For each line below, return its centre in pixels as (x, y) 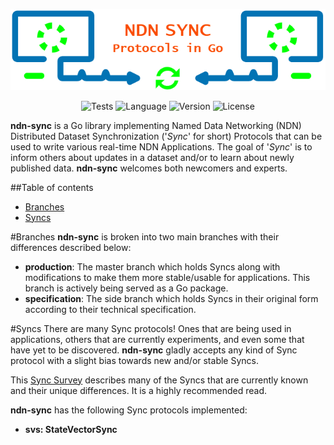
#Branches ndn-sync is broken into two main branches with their (145, 236)
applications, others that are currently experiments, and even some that (157, 339)
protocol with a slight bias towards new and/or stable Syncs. (134, 360)
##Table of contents (52, 187)
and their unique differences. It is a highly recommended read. (139, 390)
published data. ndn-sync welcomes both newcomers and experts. (149, 168)
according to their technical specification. (110, 309)
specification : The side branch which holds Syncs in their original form (171, 298)
